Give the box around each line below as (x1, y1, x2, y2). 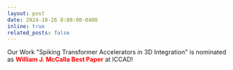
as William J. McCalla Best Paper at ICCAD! (7, 56, 134, 64)
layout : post (7, 10, 45, 17)
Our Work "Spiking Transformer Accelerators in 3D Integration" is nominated (7, 48, 227, 56)
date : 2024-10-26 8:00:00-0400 (7, 16, 98, 23)
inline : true (7, 23, 45, 30)
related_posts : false (7, 29, 70, 36)
